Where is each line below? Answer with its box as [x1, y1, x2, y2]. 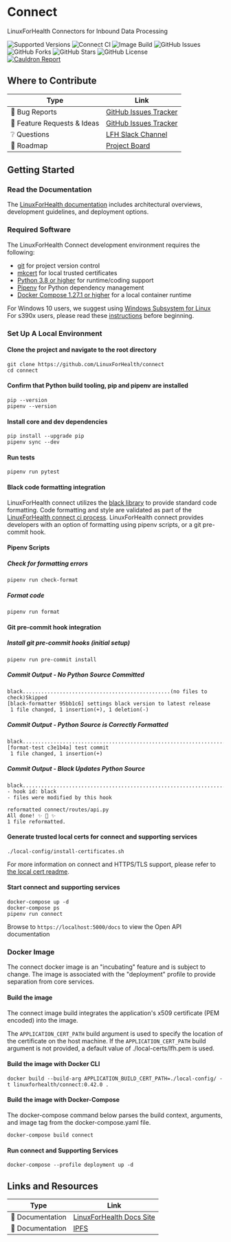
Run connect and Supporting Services [7, 1146, 119, 1154]
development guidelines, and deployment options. [7, 208, 149, 216]
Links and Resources [7, 1180, 98, 1192]
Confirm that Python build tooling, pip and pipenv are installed [7, 381, 189, 390]
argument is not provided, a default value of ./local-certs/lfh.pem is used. [7, 1044, 215, 1052]
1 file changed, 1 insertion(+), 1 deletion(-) [10, 706, 149, 713]
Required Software [7, 225, 71, 234]
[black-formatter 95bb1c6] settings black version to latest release [7, 700, 211, 707]
